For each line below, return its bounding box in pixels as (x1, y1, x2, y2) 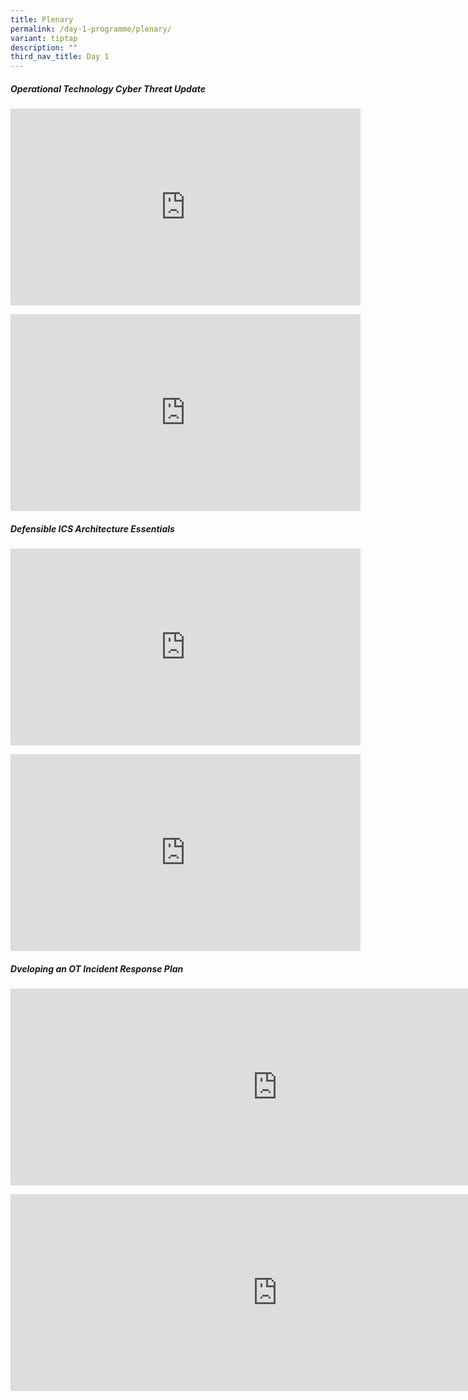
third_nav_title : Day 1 (10, 52, 110, 62)
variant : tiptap (10, 33, 78, 43)
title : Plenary (10, 14, 74, 25)
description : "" (10, 42, 78, 53)
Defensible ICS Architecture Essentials (10, 522, 175, 535)
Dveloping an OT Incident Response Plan (10, 962, 184, 975)
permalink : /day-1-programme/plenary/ (10, 24, 172, 34)
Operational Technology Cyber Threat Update (10, 82, 206, 95)
